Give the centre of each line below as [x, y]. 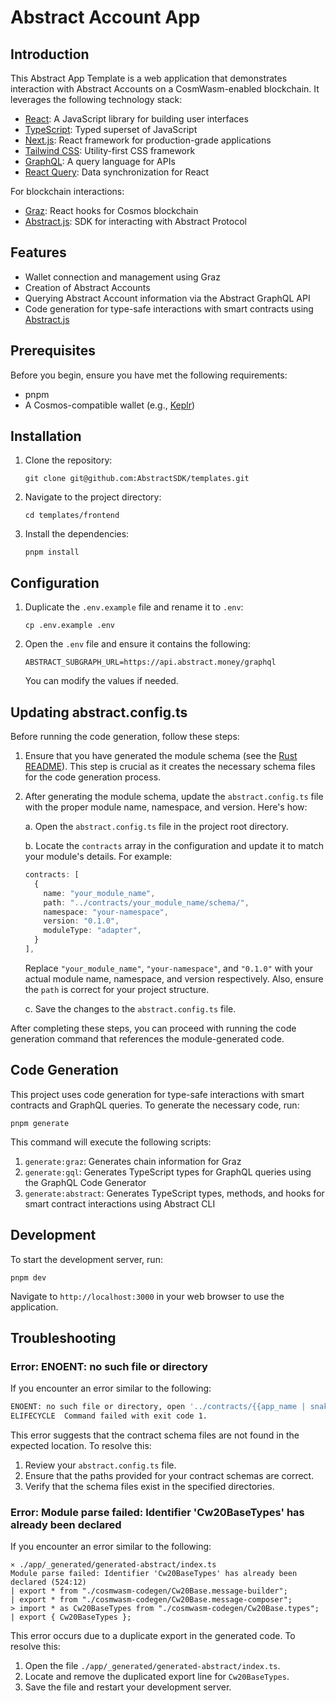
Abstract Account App [105, 17]
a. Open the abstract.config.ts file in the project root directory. [156, 827]
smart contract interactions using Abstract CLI [120, 1203]
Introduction [50, 54]
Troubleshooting [63, 1337]
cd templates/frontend [72, 516]
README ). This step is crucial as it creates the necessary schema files [170, 767]
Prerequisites [53, 351]
